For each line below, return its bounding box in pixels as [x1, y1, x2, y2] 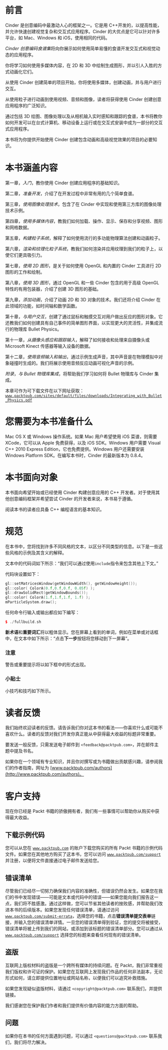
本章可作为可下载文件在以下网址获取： [5, 387, 84, 393]
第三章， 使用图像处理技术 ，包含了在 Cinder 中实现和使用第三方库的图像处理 [5, 201, 161, 207]
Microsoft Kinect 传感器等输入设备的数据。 [5, 343, 93, 349]
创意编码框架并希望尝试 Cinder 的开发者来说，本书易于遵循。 [9, 495, 135, 501]
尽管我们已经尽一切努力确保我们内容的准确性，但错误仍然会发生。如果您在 [5, 888, 158, 894]
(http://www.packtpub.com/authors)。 [5, 771, 84, 777]
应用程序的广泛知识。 [5, 102, 49, 109]
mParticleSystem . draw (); [5, 600, 57, 605]
